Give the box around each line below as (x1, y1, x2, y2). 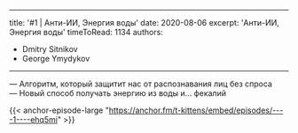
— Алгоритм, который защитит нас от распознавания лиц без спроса (9, 78, 273, 89)
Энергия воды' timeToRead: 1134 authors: (9, 27, 164, 37)
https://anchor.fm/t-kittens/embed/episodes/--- (108, 105, 284, 115)
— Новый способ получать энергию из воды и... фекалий (9, 88, 226, 98)
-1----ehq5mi (9, 115, 58, 124)
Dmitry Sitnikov (21, 44, 78, 54)
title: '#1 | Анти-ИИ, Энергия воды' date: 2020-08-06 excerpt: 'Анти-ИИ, (9, 18, 279, 27)
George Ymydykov (21, 54, 90, 63)
